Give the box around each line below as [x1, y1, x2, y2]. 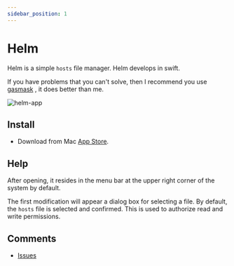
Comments [7, 232, 57, 244]
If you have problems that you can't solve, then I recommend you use [7, 77, 207, 86]
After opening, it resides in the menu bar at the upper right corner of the [7, 176, 215, 185]
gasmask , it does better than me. [7, 85, 104, 93]
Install [7, 119, 35, 131]
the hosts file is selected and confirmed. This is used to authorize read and [7, 205, 223, 213]
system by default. [7, 184, 61, 192]
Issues [17, 251, 37, 260]
